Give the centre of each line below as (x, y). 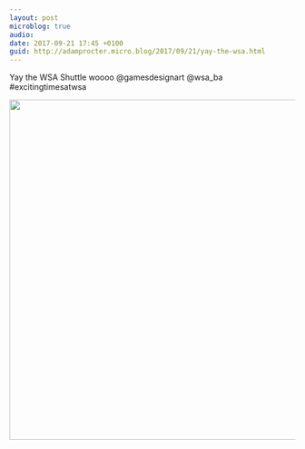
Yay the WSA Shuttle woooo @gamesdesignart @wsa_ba (116, 77)
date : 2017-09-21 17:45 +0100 (67, 43)
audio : (22, 34)
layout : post (34, 18)
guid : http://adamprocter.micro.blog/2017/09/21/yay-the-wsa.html (138, 52)
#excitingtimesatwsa (48, 87)
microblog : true (40, 26)
